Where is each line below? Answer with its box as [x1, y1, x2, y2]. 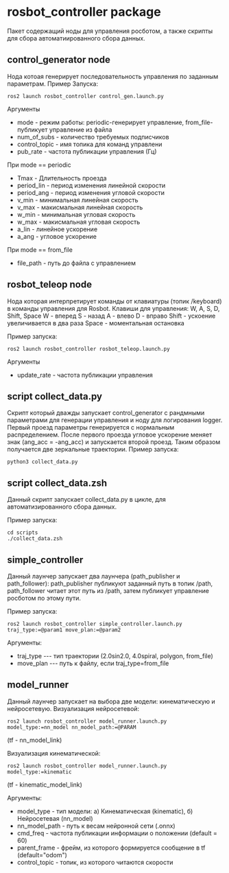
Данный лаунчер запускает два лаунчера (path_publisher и [7, 572, 180, 580]
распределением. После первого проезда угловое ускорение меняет [7, 430, 213, 439]
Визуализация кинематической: [7, 749, 101, 757]
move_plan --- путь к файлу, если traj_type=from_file [16, 660, 169, 667]
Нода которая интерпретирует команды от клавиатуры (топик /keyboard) [7, 296, 222, 305]
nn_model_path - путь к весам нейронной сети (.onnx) [16, 822, 176, 830]
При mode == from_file [7, 245, 73, 254]
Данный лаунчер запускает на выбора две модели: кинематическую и [7, 697, 216, 706]
